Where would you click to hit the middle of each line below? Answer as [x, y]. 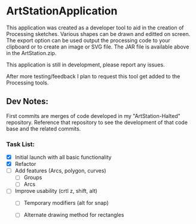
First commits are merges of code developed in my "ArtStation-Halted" [94, 116]
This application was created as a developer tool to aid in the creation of [95, 28]
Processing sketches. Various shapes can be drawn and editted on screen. [98, 34]
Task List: [21, 144]
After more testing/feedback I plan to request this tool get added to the [93, 76]
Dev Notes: [27, 102]
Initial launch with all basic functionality [63, 158]
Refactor [25, 164]
